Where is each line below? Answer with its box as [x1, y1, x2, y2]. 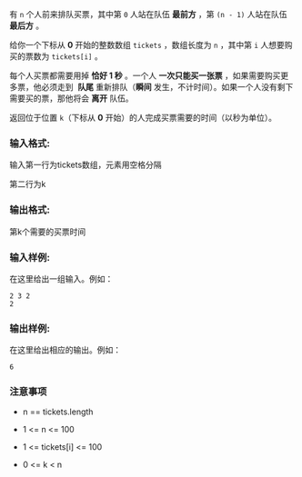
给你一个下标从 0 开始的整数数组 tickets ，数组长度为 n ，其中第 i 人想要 [9, 40, 285, 50]
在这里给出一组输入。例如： [9, 273, 114, 284]
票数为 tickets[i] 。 [25, 51, 103, 62]
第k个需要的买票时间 [9, 226, 86, 237]
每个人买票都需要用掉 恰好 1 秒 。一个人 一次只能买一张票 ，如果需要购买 [9, 70, 281, 81]
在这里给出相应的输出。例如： [9, 344, 121, 355]
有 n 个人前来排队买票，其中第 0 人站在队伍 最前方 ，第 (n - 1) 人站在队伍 [9, 9, 287, 19]
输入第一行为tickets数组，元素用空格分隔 [9, 159, 162, 171]
